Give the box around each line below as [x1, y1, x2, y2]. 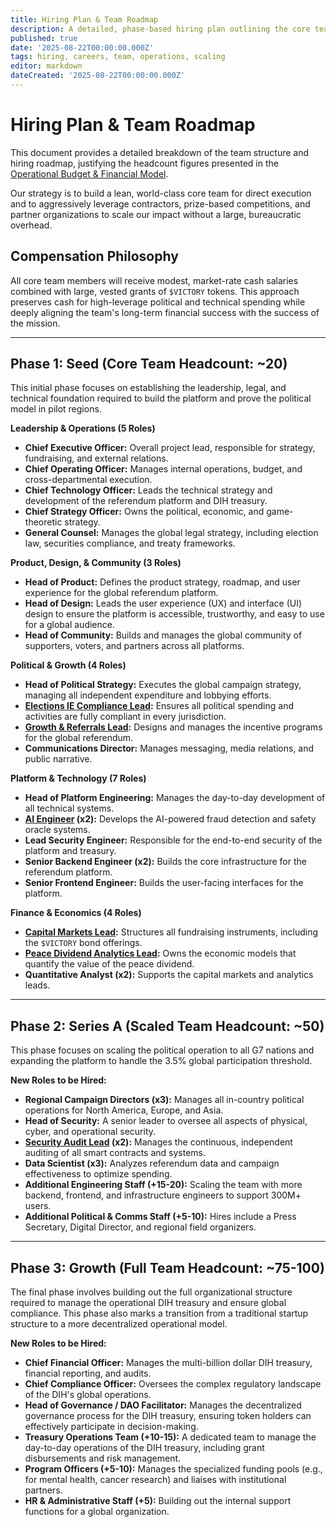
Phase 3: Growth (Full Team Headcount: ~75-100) [10, 1259, 325, 1276]
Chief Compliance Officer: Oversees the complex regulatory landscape [24, 1378, 322, 1390]
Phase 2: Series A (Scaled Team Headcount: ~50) [10, 1017, 325, 1035]
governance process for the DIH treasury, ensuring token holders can [24, 1410, 312, 1422]
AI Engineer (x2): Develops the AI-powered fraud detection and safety [24, 813, 317, 825]
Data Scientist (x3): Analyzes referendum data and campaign [24, 1157, 280, 1170]
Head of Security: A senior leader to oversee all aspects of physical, [24, 1115, 308, 1127]
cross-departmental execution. [24, 474, 153, 486]
